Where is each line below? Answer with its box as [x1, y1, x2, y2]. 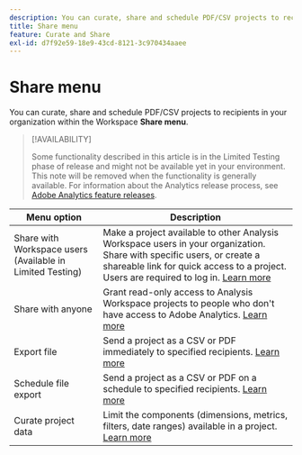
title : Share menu [9, 22, 78, 31]
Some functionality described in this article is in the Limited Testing [31, 151, 280, 162]
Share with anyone [13, 303, 93, 315]
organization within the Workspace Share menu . [9, 116, 189, 127]
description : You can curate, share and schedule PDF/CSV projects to [9, 13, 280, 23]
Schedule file [13, 378, 69, 390]
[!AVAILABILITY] [31, 134, 92, 145]
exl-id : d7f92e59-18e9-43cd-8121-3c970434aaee [9, 38, 187, 48]
